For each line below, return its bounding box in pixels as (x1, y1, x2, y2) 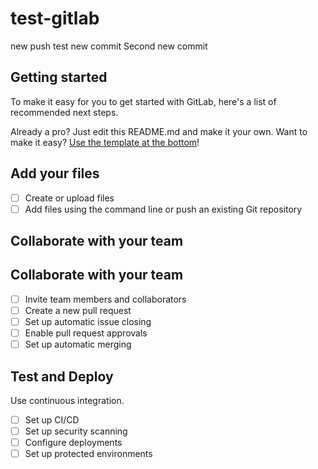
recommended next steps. (10, 106, 119, 118)
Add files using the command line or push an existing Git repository (24, 203, 303, 215)
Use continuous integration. (10, 395, 125, 407)
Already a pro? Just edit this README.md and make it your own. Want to (10, 125, 308, 137)
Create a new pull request (24, 304, 132, 316)
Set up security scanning (24, 425, 128, 437)
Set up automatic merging (24, 338, 132, 351)
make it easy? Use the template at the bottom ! (10, 136, 200, 148)
